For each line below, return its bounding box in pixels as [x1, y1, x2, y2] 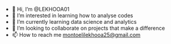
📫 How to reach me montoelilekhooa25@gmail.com [11, 32, 141, 38]
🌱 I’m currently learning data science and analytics [11, 18, 137, 25]
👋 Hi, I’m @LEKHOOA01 [11, 6, 70, 12]
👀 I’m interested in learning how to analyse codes [11, 12, 133, 19]
